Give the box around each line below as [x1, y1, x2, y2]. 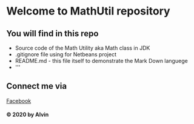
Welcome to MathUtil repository [6, 4, 171, 18]
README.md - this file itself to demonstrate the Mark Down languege [15, 57, 188, 64]
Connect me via [6, 81, 67, 91]
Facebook [6, 97, 32, 104]
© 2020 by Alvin [6, 111, 49, 119]
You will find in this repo [6, 28, 99, 39]
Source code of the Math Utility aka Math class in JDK [15, 44, 150, 51]
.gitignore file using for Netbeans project [15, 51, 117, 58]
